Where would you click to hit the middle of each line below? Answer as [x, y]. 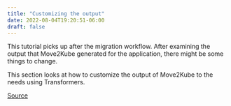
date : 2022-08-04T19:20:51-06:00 [56, 20]
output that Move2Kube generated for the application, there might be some [115, 54]
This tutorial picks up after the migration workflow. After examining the [109, 47]
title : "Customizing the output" [56, 14]
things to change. [33, 61]
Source [17, 96]
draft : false [26, 26]
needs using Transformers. [46, 82]
